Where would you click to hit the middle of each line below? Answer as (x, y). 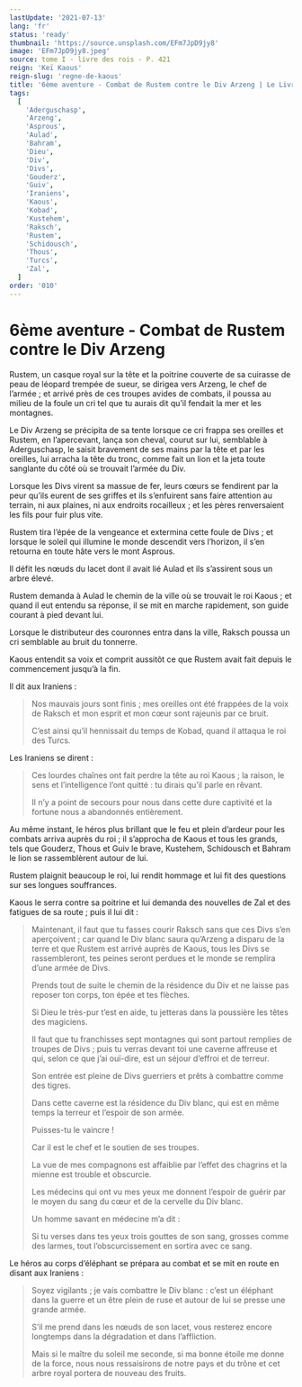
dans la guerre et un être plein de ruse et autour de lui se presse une (158, 1300)
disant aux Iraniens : (47, 1273)
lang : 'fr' (30, 26)
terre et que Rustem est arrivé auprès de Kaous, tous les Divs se (150, 948)
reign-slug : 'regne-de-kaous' (66, 77)
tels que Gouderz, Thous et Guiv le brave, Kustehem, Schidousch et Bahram (150, 848)
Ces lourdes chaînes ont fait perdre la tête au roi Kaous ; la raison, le (158, 775)
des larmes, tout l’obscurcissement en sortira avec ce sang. (142, 1246)
